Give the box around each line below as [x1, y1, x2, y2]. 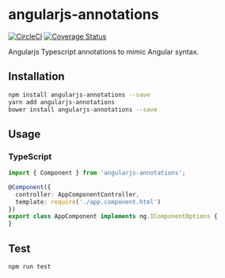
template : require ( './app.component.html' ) [15, 197, 161, 206]
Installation [8, 69, 65, 84]
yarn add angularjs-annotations [8, 98, 115, 106]
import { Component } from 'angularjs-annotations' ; [8, 169, 186, 177]
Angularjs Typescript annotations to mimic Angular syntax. [8, 47, 200, 56]
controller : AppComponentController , [15, 190, 140, 198]
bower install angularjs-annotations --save [8, 105, 158, 114]
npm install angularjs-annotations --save [8, 91, 151, 99]
